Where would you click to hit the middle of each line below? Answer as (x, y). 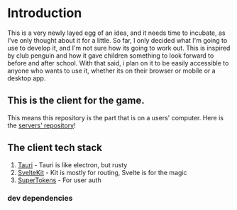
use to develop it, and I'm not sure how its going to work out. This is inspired (119, 48)
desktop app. (27, 78)
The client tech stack (55, 148)
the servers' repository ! (42, 125)
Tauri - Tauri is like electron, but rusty (72, 164)
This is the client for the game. (76, 101)
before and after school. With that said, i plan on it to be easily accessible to (118, 63)
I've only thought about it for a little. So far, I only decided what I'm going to (117, 40)
